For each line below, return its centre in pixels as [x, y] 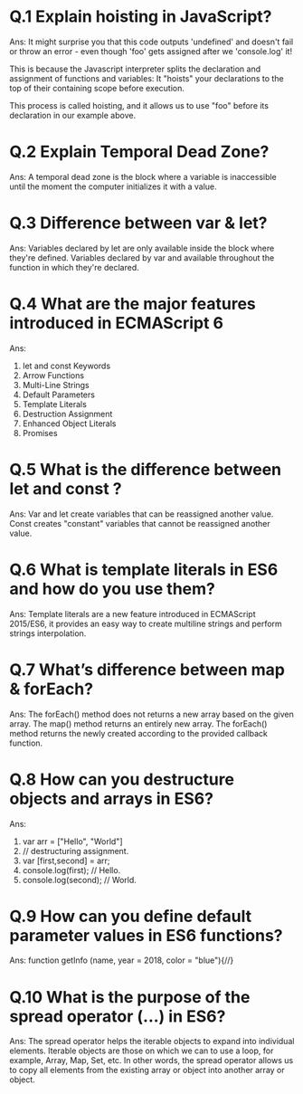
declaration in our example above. [73, 115]
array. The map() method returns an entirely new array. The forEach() [138, 723]
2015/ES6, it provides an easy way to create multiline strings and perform [146, 623]
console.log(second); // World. [80, 880]
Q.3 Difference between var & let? [138, 223]
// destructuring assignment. [76, 851]
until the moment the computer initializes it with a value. [113, 186]
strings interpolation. [48, 633]
